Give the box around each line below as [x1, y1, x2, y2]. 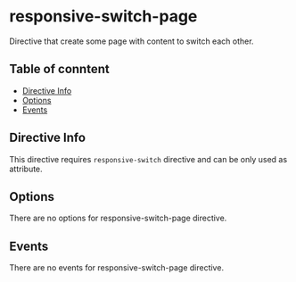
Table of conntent [9, 62, 110, 77]
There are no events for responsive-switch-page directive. [9, 262, 225, 273]
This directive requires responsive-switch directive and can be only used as [9, 153, 288, 164]
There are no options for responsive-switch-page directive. [9, 212, 227, 224]
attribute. [9, 163, 43, 174]
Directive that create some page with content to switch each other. [9, 36, 254, 46]
